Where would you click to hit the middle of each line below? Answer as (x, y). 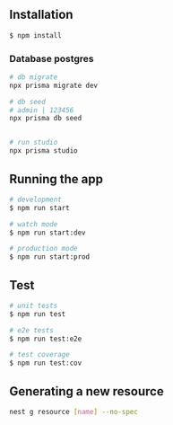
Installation (41, 15)
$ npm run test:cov (46, 363)
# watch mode (34, 224)
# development (36, 199)
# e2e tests (31, 330)
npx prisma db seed (46, 119)
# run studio (34, 143)
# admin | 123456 (42, 110)
